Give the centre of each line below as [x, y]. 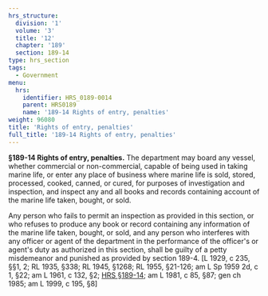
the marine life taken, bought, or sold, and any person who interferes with [129, 232]
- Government [37, 75]
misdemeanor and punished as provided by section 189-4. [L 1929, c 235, [129, 258]
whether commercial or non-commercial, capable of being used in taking [128, 166]
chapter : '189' [41, 46]
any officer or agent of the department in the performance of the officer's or [134, 241]
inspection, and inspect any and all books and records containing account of [134, 191]
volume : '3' [35, 30]
